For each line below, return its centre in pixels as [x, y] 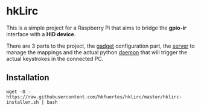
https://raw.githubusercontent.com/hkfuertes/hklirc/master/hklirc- [94, 97]
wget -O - [19, 92]
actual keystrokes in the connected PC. [55, 59]
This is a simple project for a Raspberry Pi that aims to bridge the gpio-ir [97, 28]
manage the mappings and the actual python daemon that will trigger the [97, 52]
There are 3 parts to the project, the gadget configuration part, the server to [101, 46]
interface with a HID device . [41, 34]
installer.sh [23, 102]
